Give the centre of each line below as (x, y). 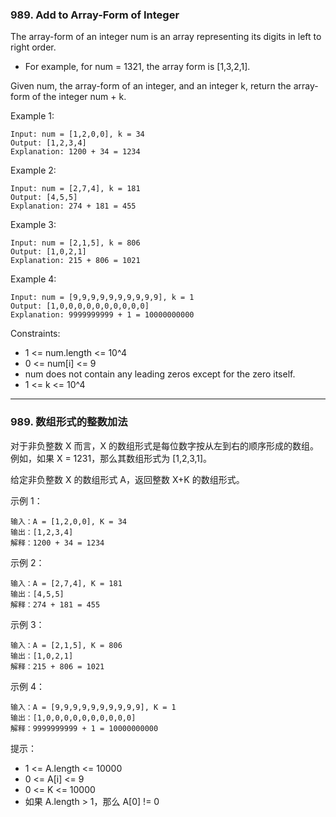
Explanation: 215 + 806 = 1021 (75, 261)
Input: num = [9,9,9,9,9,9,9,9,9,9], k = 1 (102, 298)
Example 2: (33, 170)
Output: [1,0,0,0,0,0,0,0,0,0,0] (80, 306)
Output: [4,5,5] (44, 198)
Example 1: (32, 116)
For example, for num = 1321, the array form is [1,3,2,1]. (137, 67)
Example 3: (33, 225)
